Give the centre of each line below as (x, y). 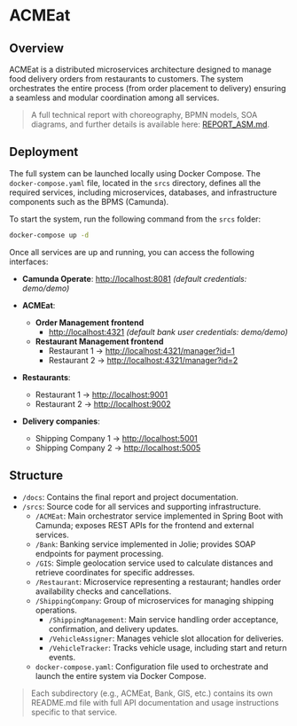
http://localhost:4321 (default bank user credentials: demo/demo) (168, 332)
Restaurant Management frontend (99, 341)
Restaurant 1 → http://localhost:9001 (102, 394)
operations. (56, 610)
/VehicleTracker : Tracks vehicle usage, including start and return (168, 647)
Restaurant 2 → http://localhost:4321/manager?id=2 (143, 360)
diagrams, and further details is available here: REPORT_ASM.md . (150, 124)
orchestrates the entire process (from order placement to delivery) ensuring (148, 88)
